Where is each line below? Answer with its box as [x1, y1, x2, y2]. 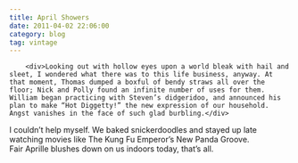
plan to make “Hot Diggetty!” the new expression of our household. [9, 102, 269, 110]
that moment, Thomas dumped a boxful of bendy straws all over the [9, 77, 266, 87]
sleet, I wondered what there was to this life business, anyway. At [9, 70, 274, 79]
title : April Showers [9, 12, 90, 22]
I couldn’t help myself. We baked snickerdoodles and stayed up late [9, 125, 257, 135]
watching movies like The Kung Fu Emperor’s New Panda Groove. [9, 134, 250, 145]
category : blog [9, 29, 66, 38]
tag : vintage [9, 37, 58, 47]
